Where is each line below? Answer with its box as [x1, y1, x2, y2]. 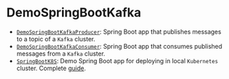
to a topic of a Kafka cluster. [16, 34, 96, 43]
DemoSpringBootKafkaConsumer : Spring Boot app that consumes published [16, 42, 223, 50]
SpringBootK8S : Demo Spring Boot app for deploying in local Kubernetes [16, 56, 218, 65]
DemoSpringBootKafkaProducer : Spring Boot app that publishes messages [16, 27, 221, 36]
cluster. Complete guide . [16, 64, 87, 72]
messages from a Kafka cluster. [16, 49, 106, 58]
